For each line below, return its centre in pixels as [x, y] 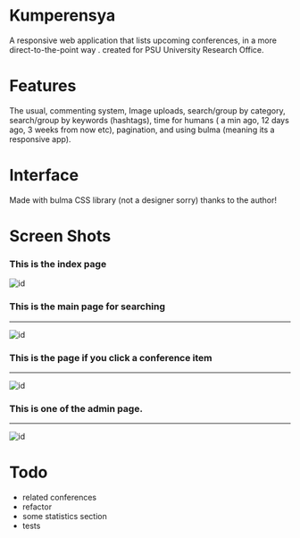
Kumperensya [62, 16]
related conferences [59, 498]
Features [43, 86]
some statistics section [64, 517]
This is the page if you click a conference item [111, 357]
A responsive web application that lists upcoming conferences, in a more [143, 40]
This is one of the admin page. [76, 408]
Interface [44, 176]
